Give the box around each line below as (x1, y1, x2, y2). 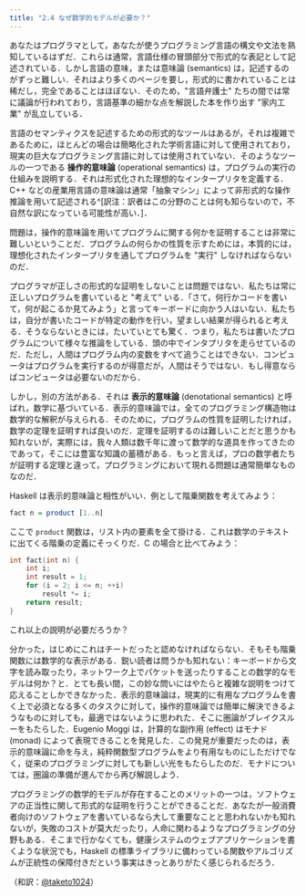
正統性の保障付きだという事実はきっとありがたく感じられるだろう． (25, 857, 280, 868)
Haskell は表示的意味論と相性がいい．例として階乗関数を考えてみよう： (9, 490, 278, 501)
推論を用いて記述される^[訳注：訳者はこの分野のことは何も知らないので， (9, 195, 287, 206)
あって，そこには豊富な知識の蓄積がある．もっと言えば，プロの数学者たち (16, 448, 296, 459)
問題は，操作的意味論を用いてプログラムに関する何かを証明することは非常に (9, 226, 297, 237)
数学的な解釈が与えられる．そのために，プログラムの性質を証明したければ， (9, 413, 296, 424)
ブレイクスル (247, 712, 295, 723)
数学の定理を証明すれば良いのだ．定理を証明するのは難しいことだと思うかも (9, 425, 297, 436)
